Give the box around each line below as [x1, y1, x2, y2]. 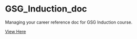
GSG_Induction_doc [5, 3, 87, 14]
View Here [5, 28, 26, 34]
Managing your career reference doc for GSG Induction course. [5, 19, 133, 25]
